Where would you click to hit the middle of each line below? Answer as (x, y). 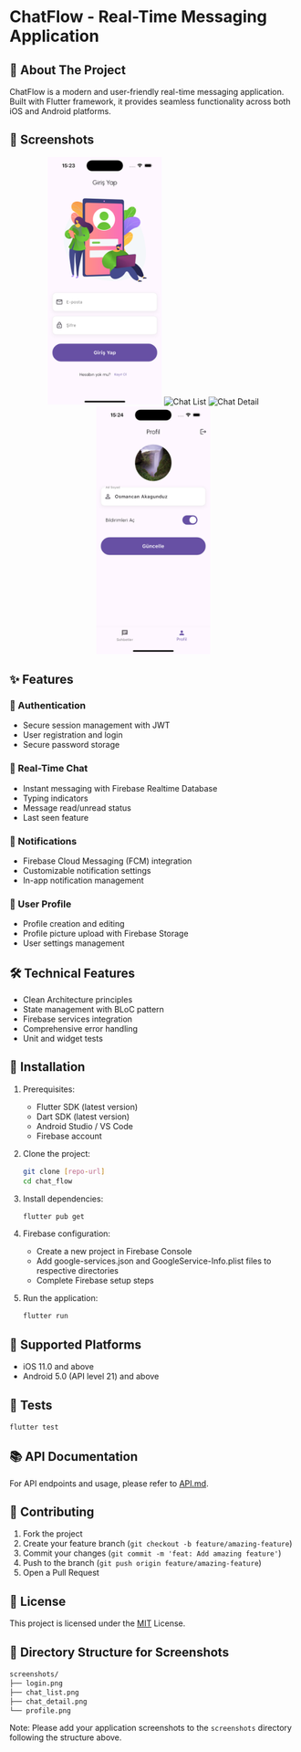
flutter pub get (53, 1216)
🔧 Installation (47, 1067)
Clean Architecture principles (78, 999)
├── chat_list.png (44, 1693)
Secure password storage (71, 745)
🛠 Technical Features (72, 973)
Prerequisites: (49, 1089)
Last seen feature (56, 817)
